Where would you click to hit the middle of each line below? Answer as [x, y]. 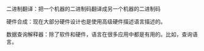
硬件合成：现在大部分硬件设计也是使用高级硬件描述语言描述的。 [86, 22]
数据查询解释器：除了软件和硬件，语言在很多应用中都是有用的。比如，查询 [99, 34]
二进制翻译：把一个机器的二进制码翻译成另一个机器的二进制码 [83, 9]
